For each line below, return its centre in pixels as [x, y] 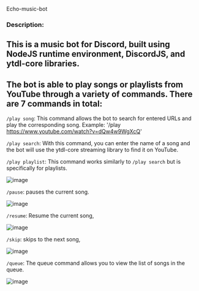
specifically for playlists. [37, 168]
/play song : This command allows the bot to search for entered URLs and [99, 118]
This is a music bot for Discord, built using [88, 44]
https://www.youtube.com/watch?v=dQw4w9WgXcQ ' [74, 132]
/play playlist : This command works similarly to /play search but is [94, 162]
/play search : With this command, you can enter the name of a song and [98, 143]
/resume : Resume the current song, [50, 216]
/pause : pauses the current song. [48, 192]
